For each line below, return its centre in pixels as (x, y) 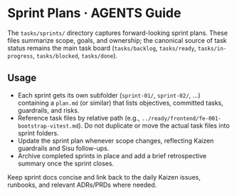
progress (20, 56)
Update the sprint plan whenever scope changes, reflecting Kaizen (116, 140)
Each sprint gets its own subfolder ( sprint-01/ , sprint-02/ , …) (109, 95)
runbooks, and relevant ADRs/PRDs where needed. (82, 185)
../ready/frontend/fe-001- (181, 118)
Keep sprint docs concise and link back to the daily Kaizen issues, (104, 177)
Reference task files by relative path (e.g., (79, 118)
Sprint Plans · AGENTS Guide (94, 13)
